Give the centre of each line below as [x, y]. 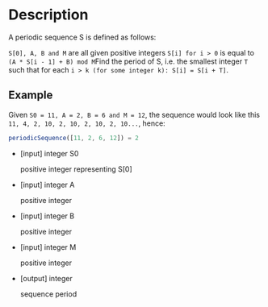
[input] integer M [48, 247]
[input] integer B [47, 216]
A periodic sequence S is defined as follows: [82, 37]
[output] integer [46, 278]
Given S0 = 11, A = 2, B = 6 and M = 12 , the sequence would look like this [134, 114]
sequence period [48, 294]
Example [31, 95]
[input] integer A [47, 185]
